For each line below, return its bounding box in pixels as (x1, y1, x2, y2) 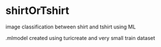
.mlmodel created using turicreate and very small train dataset (5, 34, 156, 41)
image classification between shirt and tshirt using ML (5, 23, 136, 30)
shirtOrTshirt (5, 4, 70, 17)
